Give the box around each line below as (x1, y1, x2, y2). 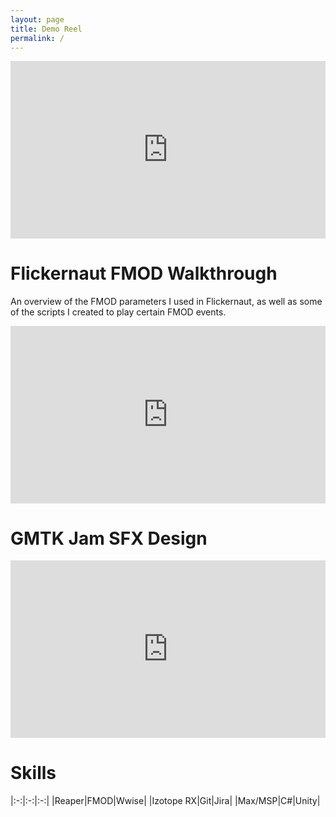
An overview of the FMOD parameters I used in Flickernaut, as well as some (10, 295, 323, 307)
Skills (10, 761, 57, 784)
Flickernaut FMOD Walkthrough (10, 262, 278, 285)
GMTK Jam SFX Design (10, 527, 208, 550)
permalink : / (10, 33, 65, 43)
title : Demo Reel (10, 24, 83, 34)
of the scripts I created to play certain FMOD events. (10, 306, 227, 318)
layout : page (10, 14, 65, 25)
